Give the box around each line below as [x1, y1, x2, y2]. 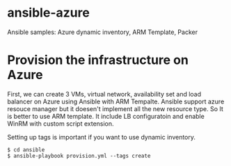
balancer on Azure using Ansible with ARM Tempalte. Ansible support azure [7, 97, 225, 106]
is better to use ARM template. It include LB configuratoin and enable [7, 112, 205, 120]
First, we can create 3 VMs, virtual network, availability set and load [7, 90, 202, 98]
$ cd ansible [7, 146, 45, 153]
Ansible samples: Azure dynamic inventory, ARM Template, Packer [7, 28, 198, 36]
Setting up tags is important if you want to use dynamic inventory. [7, 133, 196, 141]
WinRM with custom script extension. [7, 119, 114, 128]
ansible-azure [7, 5, 90, 21]
